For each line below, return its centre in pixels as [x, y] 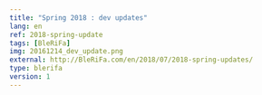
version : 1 [30, 77]
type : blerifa [36, 69]
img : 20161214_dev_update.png [67, 52]
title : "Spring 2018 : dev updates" [78, 18]
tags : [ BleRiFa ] [40, 43]
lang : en [26, 26]
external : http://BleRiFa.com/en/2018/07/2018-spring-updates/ [131, 60]
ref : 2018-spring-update [56, 34]
